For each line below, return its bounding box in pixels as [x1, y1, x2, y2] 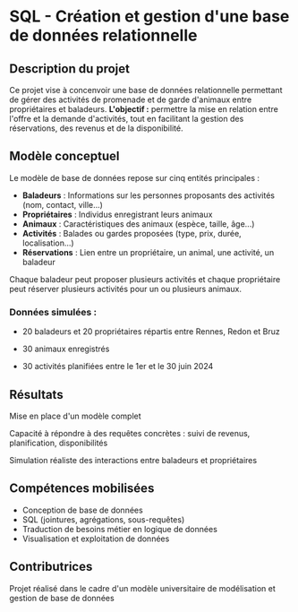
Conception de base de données [21, 504, 143, 515]
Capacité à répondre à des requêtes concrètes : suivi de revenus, [9, 427, 251, 438]
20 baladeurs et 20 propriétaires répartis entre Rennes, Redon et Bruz [21, 326, 280, 337]
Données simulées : [9, 306, 97, 318]
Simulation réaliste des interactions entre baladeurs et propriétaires [9, 454, 258, 465]
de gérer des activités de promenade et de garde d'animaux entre [9, 94, 252, 105]
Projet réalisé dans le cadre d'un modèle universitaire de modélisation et [9, 582, 276, 593]
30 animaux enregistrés [21, 343, 110, 355]
